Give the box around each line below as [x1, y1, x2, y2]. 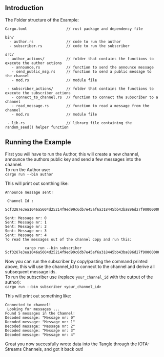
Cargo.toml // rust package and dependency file [5, 26, 143, 31]
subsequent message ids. [5, 268, 57, 274]
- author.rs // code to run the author [9, 39, 121, 44]
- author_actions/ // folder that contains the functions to [7, 56, 154, 61]
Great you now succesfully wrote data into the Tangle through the [5, 341, 137, 347]
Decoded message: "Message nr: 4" [5, 332, 76, 337]
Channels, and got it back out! [22, 346, 83, 352]
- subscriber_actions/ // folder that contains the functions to [7, 86, 154, 91]
